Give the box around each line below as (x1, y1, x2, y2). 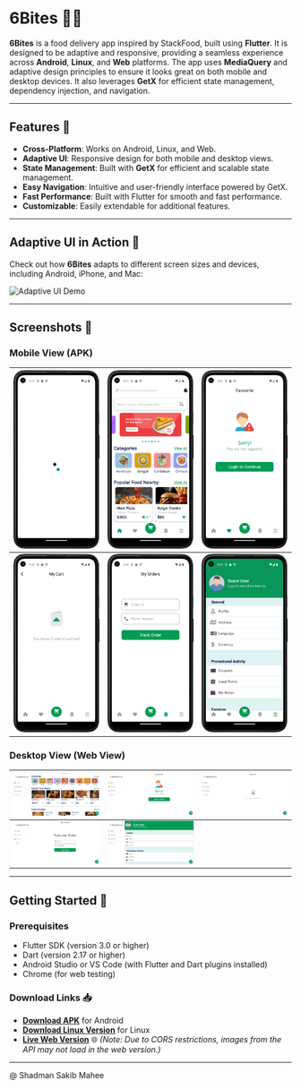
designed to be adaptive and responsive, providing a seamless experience (9, 47, 284, 57)
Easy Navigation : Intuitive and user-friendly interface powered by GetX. (21, 181, 288, 192)
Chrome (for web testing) (21, 969, 116, 980)
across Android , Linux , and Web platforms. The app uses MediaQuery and (9, 56, 288, 67)
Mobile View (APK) (9, 347, 93, 359)
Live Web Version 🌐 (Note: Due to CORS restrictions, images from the (21, 1034, 282, 1045)
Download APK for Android (21, 1016, 124, 1026)
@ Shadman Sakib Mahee (9, 1070, 105, 1081)
